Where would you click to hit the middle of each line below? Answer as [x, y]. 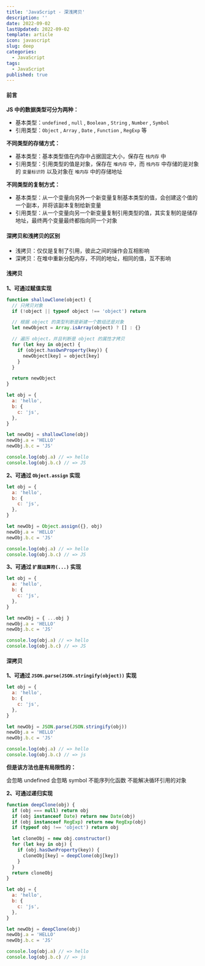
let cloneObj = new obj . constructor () [61, 839]
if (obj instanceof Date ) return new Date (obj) [74, 816]
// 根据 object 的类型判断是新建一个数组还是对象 [68, 322]
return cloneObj [32, 873]
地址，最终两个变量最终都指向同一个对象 [66, 220]
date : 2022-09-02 [28, 23]
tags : [13, 63]
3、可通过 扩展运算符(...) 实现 [44, 567]
